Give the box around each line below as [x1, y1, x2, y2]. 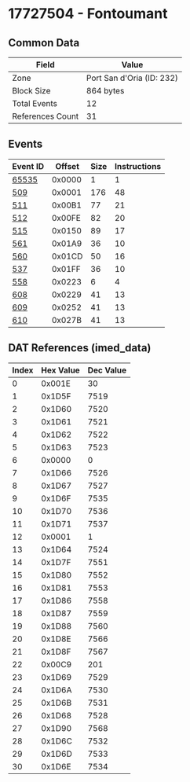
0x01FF [51, 263, 81, 274]
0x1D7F [41, 556, 71, 567]
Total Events [12, 98, 57, 108]
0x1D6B [41, 697, 72, 708]
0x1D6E [41, 761, 72, 772]
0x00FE [51, 212, 81, 223]
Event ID [12, 160, 45, 171]
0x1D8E [41, 633, 72, 644]
